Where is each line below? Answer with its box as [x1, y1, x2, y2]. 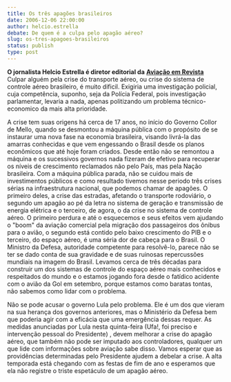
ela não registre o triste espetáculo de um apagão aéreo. [7, 366, 168, 374]
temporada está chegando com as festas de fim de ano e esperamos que [7, 359, 216, 367]
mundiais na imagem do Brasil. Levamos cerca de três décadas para [7, 257, 201, 266]
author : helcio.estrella [7, 23, 79, 30]
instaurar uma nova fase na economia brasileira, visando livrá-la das [7, 132, 201, 140]
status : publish [7, 42, 54, 49]
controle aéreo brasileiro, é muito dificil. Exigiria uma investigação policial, [7, 82, 217, 91]
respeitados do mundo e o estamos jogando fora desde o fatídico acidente [7, 272, 219, 280]
